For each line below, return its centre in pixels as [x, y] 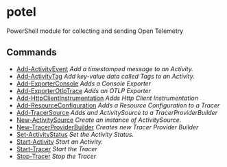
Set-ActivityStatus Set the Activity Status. [75, 134]
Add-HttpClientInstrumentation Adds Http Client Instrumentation [107, 98]
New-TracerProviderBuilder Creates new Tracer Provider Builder [107, 127]
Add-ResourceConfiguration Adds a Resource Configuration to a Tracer [118, 105]
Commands [32, 52]
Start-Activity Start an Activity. [60, 142]
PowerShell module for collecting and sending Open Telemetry [95, 31]
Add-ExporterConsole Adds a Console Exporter [84, 83]
